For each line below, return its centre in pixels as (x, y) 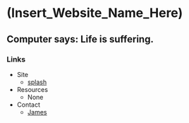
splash (37, 82)
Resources (32, 89)
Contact (28, 105)
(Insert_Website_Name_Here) (95, 13)
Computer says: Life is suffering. (80, 39)
